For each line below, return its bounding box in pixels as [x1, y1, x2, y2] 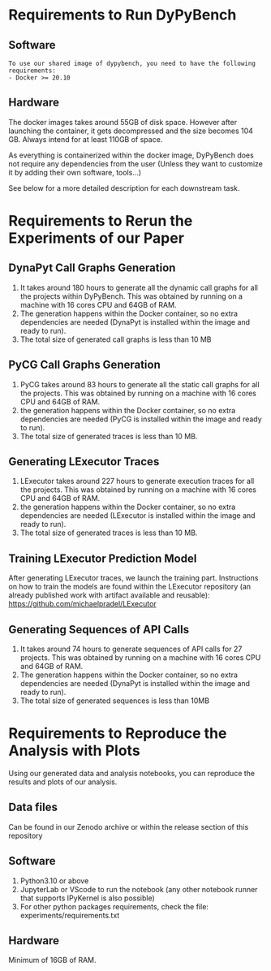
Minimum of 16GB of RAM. [8, 956, 97, 965]
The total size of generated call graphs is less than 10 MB [19, 334, 213, 344]
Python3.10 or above [19, 875, 89, 886]
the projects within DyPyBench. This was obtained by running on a [19, 291, 243, 301]
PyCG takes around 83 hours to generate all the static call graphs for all [19, 379, 260, 389]
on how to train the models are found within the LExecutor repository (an [8, 582, 252, 592]
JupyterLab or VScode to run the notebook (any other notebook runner [19, 884, 258, 894]
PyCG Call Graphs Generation [8, 358, 161, 372]
